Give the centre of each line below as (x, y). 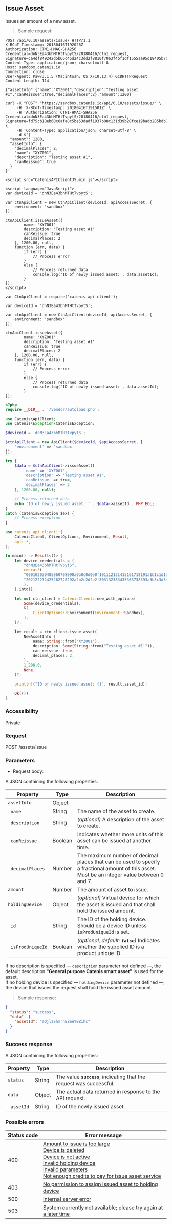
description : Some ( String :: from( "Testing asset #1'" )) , (93, 646)
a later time (56, 1214)
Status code (23, 1135)
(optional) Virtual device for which (118, 898)
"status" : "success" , (33, 1012)
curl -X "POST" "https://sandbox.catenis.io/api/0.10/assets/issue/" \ (83, 103)
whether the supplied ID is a (111, 947)
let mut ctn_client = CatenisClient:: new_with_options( (76, 599)
